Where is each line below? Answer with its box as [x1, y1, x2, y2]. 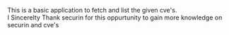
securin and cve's [7, 21, 59, 29]
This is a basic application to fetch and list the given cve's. [7, 6, 177, 14]
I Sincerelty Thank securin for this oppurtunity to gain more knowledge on [7, 13, 223, 22]
